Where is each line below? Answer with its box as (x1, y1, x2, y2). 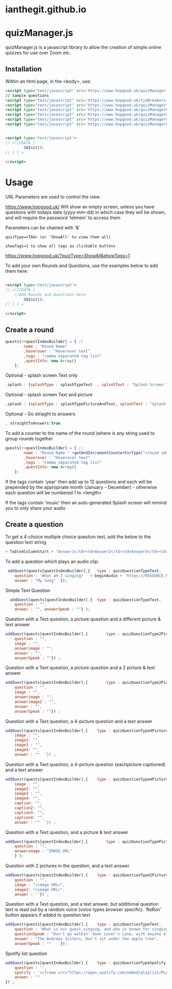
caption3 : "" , (14, 810, 45, 815)
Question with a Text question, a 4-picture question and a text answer (5, 718, 153, 724)
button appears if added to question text (5, 912, 91, 918)
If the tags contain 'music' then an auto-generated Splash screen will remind (5, 500, 167, 506)
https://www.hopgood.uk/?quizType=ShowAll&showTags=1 (5, 253, 130, 259)
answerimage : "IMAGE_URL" (14, 849, 72, 854)
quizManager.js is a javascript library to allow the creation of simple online (5, 44, 161, 50)
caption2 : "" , (14, 805, 45, 810)
